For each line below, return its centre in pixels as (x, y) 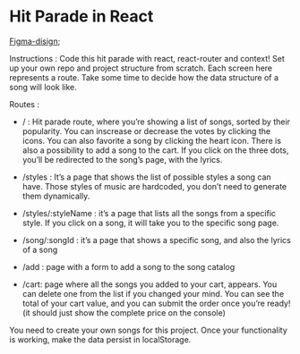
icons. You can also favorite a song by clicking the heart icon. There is (152, 140)
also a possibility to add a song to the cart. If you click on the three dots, (155, 150)
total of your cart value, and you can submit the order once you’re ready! (156, 303)
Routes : (25, 104)
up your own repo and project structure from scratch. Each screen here (141, 68)
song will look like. (43, 87)
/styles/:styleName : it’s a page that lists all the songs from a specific (149, 213)
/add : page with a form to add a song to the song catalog (129, 266)
